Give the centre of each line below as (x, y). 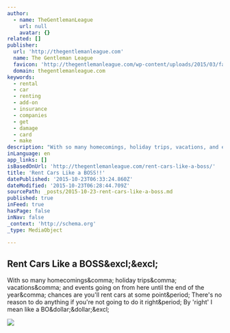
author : (18, 13)
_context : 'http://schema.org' (52, 223)
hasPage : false (29, 211)
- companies (30, 115)
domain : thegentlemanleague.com (60, 71)
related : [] (24, 39)
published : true (30, 198)
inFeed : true (26, 205)
